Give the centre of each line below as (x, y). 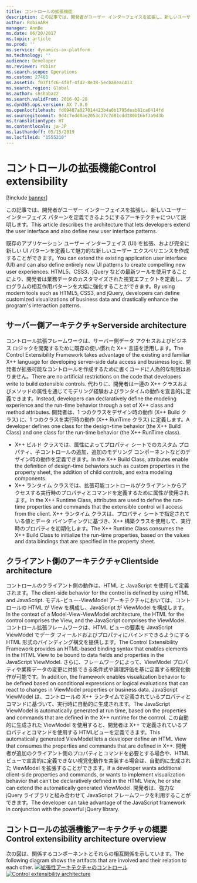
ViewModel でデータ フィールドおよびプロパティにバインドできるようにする (98, 635)
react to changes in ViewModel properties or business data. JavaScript (92, 690)
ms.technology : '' (28, 55)
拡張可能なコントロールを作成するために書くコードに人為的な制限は (103, 369)
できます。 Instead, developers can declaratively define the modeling (94, 399)
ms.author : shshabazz (33, 94)
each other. (20, 867)
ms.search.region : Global (38, 88)
